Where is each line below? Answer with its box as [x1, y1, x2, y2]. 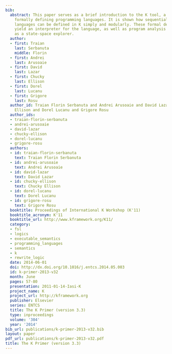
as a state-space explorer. [14, 31, 74, 36]
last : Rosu [14, 98, 38, 103]
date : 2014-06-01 [10, 260, 47, 265]
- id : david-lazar [10, 170, 50, 175]
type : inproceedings [10, 312, 54, 318]
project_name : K [10, 288, 45, 294]
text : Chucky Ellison [14, 184, 60, 189]
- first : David [10, 65, 42, 70]
